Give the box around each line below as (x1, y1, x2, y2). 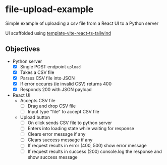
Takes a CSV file (20, 69, 54, 75)
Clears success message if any (27, 137, 93, 143)
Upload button (20, 114, 50, 120)
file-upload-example (5, 4, 94, 15)
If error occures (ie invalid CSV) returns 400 (20, 80, 112, 87)
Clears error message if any (27, 131, 86, 137)
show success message (27, 154, 78, 160)
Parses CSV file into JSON (20, 75, 75, 81)
